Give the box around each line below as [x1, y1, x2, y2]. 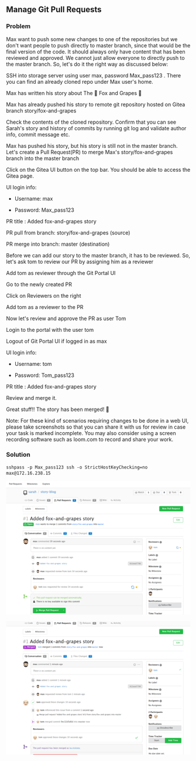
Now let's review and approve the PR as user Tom [6, 315, 126, 322]
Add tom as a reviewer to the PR [6, 303, 84, 310]
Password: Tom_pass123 [14, 372, 75, 379]
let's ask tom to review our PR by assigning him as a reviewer [6, 258, 154, 265]
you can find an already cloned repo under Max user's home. [6, 78, 153, 85]
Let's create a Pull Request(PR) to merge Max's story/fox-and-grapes [6, 148, 173, 155]
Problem [6, 22, 31, 30]
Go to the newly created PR [6, 281, 72, 288]
